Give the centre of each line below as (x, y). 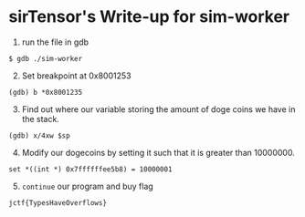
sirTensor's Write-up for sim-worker (149, 17)
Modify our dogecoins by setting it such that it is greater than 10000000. (158, 152)
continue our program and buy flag (88, 186)
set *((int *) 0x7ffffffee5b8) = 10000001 (90, 169)
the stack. (41, 119)
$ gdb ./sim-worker (46, 58)
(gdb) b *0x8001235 (46, 92)
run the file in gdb (55, 42)
